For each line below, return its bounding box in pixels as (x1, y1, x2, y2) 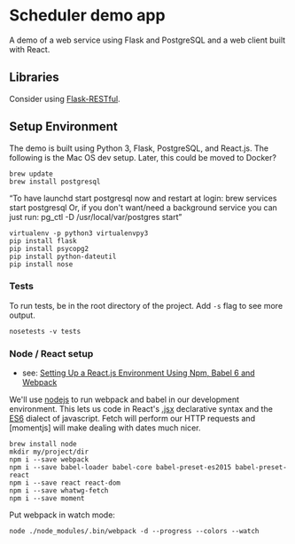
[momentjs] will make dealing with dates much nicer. (9, 422, 201, 433)
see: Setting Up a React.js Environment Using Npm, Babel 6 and (21, 367, 255, 378)
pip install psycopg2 (9, 244, 89, 253)
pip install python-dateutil (9, 252, 117, 261)
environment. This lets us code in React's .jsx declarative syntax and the (9, 404, 273, 414)
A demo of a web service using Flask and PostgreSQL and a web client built (9, 35, 286, 45)
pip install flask (9, 236, 77, 245)
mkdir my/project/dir (9, 447, 89, 457)
